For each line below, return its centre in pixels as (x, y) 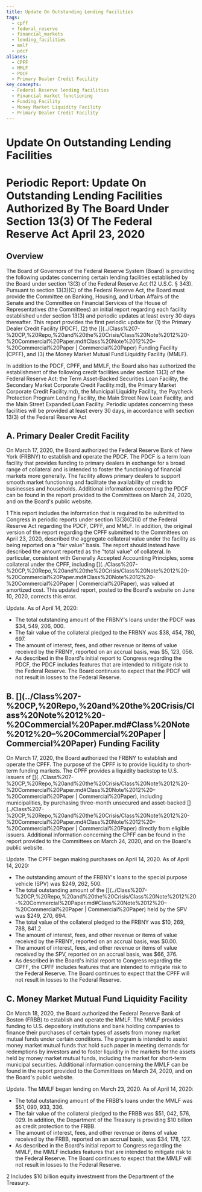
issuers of (19, 777)
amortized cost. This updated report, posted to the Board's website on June (100, 590)
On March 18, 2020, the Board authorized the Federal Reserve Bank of (93, 1013)
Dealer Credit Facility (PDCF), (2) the (52, 328)
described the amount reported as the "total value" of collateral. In (89, 551)
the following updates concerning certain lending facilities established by (97, 277)
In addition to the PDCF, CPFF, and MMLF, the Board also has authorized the (101, 366)
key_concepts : (24, 85)
